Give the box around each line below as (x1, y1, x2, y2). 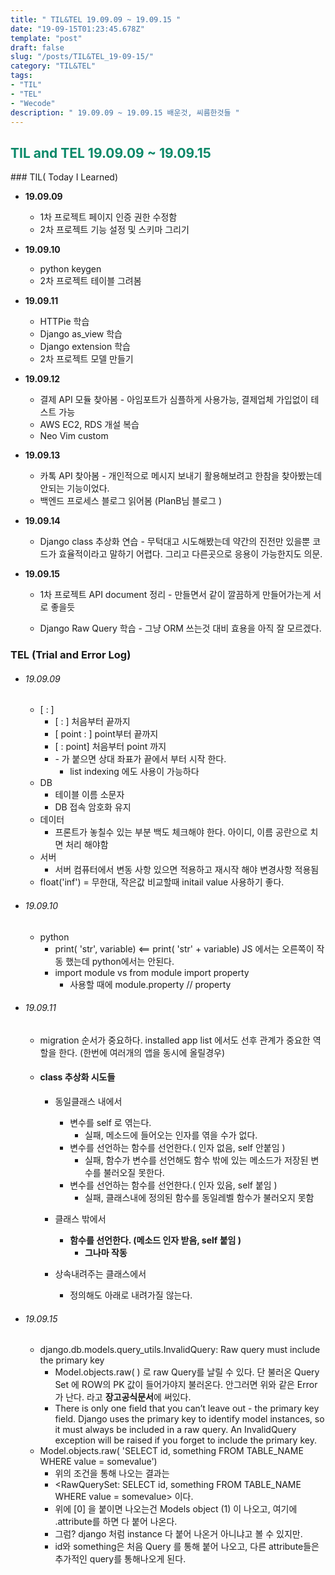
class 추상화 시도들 (39, 1071, 116, 1083)
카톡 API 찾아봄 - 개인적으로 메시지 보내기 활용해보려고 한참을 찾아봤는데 (39, 470, 323, 482)
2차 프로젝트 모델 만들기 (39, 353, 134, 365)
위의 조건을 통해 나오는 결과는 (54, 1467, 170, 1480)
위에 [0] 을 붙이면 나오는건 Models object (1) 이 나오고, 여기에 (54, 1503, 298, 1515)
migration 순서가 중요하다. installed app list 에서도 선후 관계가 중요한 (39, 1034, 311, 1046)
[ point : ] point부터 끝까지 (54, 728, 159, 740)
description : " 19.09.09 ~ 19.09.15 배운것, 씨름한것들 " (10, 107, 240, 118)
